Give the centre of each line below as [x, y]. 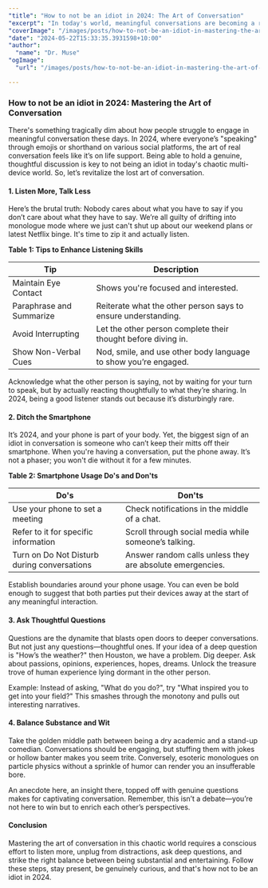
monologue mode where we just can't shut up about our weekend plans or [130, 226]
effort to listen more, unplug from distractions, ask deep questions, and [125, 852]
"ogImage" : [26, 61]
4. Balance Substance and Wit [59, 723]
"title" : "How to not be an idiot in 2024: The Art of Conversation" [126, 16]
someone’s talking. [160, 542]
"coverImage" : [32, 30]
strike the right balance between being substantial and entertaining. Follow [131, 860]
